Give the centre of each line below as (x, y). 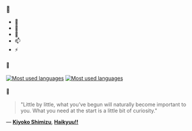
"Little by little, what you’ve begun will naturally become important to (103, 104)
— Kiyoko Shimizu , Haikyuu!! (42, 122)
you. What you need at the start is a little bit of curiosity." (89, 111)
